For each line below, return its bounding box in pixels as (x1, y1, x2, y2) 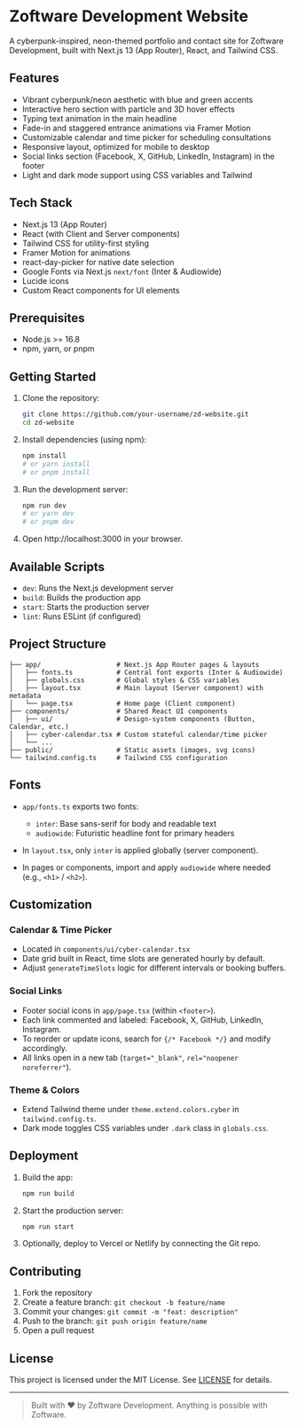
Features (9, 71, 59, 86)
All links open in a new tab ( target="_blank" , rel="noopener (21, 1052, 239, 1063)
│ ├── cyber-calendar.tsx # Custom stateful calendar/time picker (9, 730, 268, 739)
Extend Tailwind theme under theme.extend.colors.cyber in (21, 1103, 239, 1114)
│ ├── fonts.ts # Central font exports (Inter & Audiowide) (9, 668, 284, 677)
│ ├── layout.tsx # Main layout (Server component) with (9, 683, 264, 693)
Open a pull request (21, 1325, 95, 1336)
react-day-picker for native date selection (21, 256, 175, 267)
